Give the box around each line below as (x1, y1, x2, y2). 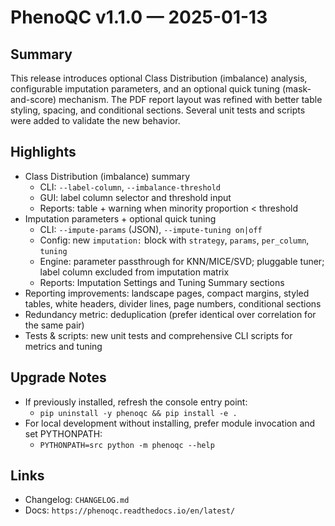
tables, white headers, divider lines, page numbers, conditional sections (24, 297, 322, 310)
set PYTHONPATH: (24, 427, 103, 440)
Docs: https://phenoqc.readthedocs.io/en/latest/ (24, 504, 236, 516)
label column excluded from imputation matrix (39, 266, 230, 278)
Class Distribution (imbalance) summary (24, 170, 190, 182)
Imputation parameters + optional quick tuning (24, 212, 217, 225)
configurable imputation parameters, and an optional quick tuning (10, 83, 280, 95)
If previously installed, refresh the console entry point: (24, 396, 248, 408)
